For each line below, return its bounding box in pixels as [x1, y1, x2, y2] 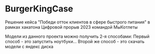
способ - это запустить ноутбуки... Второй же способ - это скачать [5, 38, 145, 44]
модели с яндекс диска [5, 43, 54, 49]
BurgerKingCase [5, 3, 73, 14]
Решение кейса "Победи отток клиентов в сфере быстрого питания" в [5, 19, 151, 25]
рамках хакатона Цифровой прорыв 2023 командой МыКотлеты [5, 24, 138, 30]
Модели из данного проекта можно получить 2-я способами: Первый [5, 33, 150, 39]
